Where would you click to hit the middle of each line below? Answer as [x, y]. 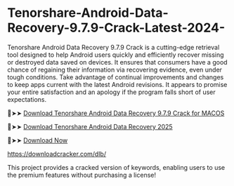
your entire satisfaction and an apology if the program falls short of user [111, 92]
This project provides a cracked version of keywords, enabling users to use [116, 167]
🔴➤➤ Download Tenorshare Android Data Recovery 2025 [90, 126]
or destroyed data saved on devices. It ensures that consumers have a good [117, 62]
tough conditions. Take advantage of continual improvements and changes [116, 77]
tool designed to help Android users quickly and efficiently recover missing [116, 55]
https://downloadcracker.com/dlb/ [57, 154]
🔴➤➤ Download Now [38, 140]
